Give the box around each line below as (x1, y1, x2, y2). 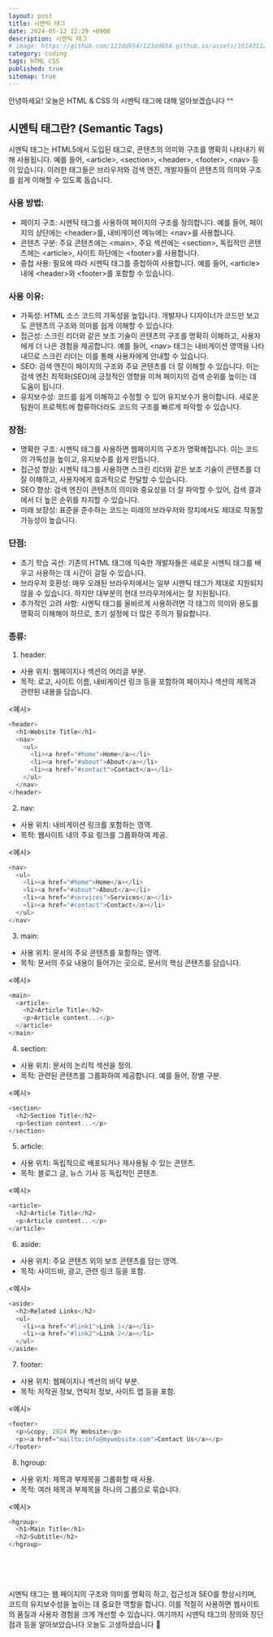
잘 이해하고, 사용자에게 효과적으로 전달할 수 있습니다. (19, 474, 188, 484)
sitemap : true (8, 72, 57, 80)
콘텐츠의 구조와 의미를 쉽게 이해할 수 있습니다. (28, 321, 175, 331)
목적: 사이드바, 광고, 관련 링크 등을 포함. (19, 1266, 146, 1275)
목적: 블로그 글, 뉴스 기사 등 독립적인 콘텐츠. (19, 1168, 159, 1178)
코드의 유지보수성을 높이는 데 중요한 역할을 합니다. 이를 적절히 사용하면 (8, 1600, 232, 1609)
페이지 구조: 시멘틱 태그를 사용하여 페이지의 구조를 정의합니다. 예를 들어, (19, 217, 248, 227)
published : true (8, 65, 63, 73)
